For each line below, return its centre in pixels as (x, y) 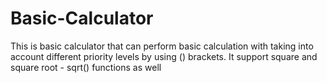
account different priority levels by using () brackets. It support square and (164, 56)
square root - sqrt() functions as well (86, 67)
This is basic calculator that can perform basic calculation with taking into (162, 46)
